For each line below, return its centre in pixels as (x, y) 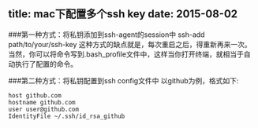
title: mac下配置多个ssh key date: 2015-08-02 (123, 14)
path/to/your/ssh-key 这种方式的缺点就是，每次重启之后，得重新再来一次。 (130, 44)
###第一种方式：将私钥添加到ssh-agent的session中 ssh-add (107, 35)
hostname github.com (42, 102)
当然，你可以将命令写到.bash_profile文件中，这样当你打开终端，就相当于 (126, 54)
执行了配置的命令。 (46, 64)
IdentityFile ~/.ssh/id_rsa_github (67, 116)
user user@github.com (44, 109)
